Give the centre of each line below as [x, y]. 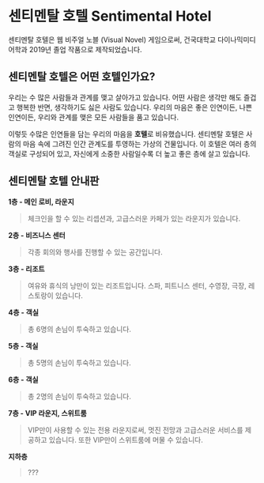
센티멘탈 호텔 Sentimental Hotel [110, 16]
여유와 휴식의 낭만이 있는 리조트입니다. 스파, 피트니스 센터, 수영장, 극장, [137, 285]
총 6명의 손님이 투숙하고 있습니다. [79, 329]
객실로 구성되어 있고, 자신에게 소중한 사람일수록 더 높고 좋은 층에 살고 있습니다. [129, 153]
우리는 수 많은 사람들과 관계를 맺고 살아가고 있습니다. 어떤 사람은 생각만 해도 [125, 97]
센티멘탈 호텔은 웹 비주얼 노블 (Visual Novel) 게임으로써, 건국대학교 [112, 40]
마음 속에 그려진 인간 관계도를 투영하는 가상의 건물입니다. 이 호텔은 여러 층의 [140, 144]
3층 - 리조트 [26, 269]
